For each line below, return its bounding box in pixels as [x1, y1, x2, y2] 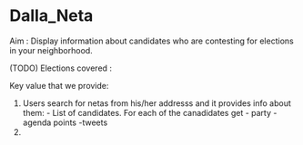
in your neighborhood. [9, 44, 93, 55]
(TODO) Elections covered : [9, 63, 112, 73]
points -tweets [53, 117, 108, 128]
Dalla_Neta [9, 5, 94, 26]
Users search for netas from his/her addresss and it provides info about [22, 97, 291, 109]
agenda [22, 117, 52, 128]
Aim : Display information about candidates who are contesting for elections [9, 35, 294, 46]
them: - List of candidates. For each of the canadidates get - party [22, 107, 271, 118]
